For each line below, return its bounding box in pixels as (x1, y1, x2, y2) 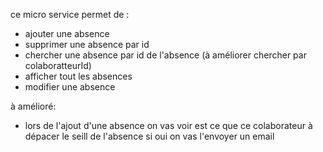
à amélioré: (10, 100, 57, 112)
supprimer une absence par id (24, 39, 150, 50)
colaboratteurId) (24, 60, 92, 71)
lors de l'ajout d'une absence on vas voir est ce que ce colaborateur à (24, 120, 313, 131)
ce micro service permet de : (10, 9, 130, 20)
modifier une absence (24, 81, 116, 93)
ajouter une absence (24, 28, 110, 39)
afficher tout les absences (24, 70, 133, 82)
